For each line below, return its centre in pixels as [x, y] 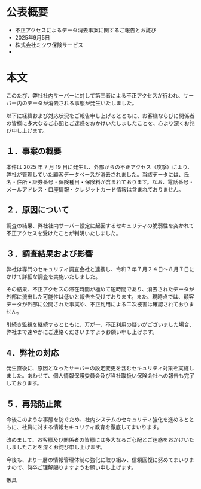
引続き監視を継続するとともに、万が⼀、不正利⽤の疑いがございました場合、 [100, 324]
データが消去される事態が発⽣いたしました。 [82, 103]
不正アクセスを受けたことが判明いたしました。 [64, 233]
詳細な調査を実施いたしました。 [61, 277]
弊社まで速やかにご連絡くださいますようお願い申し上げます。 [82, 332]
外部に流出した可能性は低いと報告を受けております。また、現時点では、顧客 [100, 297]
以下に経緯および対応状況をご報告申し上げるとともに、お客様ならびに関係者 [100, 116]
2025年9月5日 [32, 37]
